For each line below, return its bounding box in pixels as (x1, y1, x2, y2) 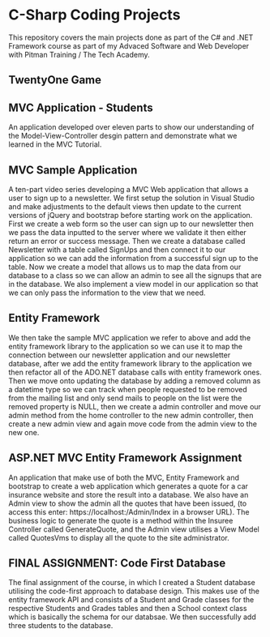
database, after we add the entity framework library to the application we (8, 358, 253, 368)
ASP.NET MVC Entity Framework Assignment (8, 451, 242, 465)
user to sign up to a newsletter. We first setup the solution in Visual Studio (8, 193, 255, 203)
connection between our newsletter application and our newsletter (8, 350, 231, 360)
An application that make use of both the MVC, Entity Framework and (8, 472, 239, 482)
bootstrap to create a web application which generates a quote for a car (8, 481, 249, 491)
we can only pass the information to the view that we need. (8, 288, 206, 297)
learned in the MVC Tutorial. (8, 139, 102, 149)
